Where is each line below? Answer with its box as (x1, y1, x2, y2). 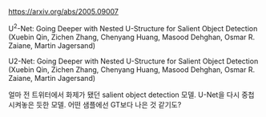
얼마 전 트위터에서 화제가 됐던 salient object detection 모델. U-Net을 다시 (8, 90, 240, 99)
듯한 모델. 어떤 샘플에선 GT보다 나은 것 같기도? (35, 99, 182, 109)
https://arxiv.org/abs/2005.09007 (8, 7, 119, 16)
